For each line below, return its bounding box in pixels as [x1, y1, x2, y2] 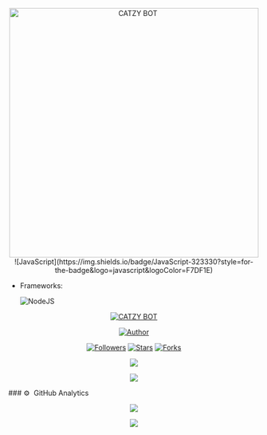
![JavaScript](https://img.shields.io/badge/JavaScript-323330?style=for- [14, 257, 253, 267]
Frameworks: [19, 281, 64, 291]
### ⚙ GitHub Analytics [8, 388, 89, 397]
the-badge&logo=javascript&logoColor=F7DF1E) [54, 266, 214, 275]
